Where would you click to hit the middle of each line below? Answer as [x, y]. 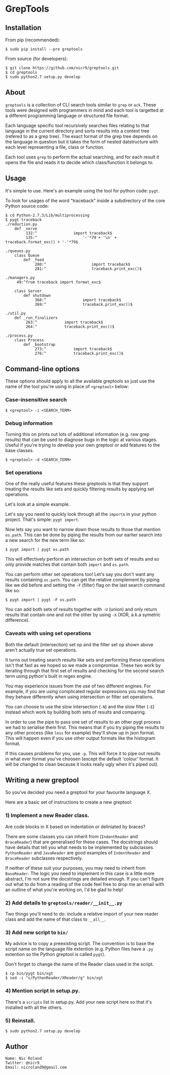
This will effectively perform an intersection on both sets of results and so [82, 559]
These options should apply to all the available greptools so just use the [80, 381]
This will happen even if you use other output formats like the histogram [80, 738]
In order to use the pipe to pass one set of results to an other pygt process [83, 722]
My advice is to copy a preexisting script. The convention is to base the [80, 944]
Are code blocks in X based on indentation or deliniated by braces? [75, 826]
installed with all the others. [34, 1007]
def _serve [26, 229]
